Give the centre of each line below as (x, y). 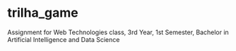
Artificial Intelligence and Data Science (64, 39)
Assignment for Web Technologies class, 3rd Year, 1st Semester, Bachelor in (118, 32)
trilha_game (43, 13)
